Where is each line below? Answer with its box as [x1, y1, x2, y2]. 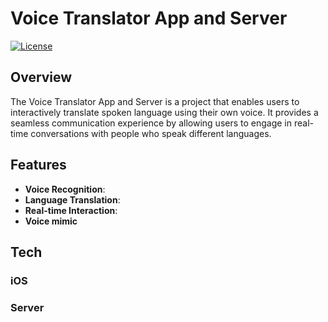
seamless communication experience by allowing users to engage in [10, 117, 293, 129]
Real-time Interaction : [24, 204, 118, 216]
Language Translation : [24, 193, 121, 206]
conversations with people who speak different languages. [30, 127, 272, 139]
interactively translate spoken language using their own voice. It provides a [10, 106, 319, 118]
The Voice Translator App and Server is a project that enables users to [10, 95, 300, 107]
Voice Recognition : [24, 183, 106, 195]
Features [10, 157, 67, 174]
